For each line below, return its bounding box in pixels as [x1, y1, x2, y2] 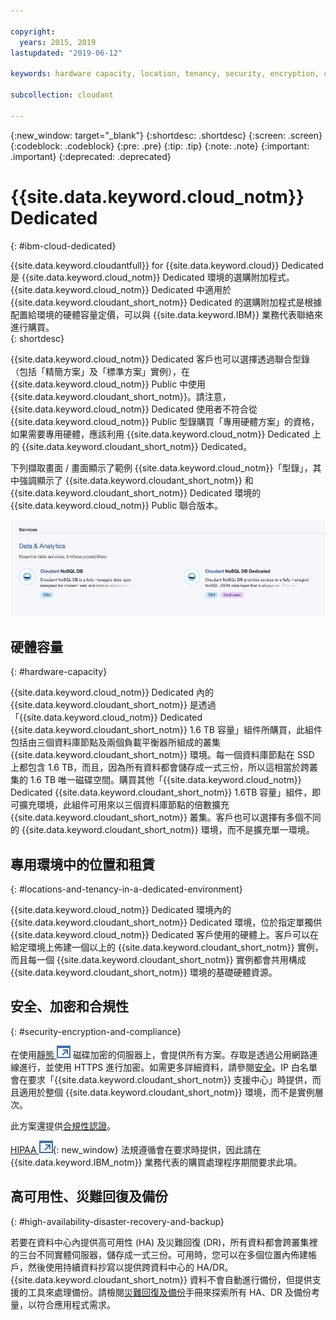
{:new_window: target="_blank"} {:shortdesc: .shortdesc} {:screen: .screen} [10, 129, 323, 141]
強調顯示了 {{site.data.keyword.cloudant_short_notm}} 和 [18, 474, 254, 486]
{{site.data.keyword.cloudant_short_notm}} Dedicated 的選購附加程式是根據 [10, 296, 323, 308]
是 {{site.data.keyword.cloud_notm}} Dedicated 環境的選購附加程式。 [10, 271, 295, 283]
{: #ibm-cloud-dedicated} [10, 240, 117, 252]
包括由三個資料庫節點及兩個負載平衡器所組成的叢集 [10, 736, 221, 749]
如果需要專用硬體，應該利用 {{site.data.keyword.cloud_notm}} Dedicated [10, 428, 310, 440]
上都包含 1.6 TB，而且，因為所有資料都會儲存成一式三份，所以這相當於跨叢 [10, 761, 319, 774]
